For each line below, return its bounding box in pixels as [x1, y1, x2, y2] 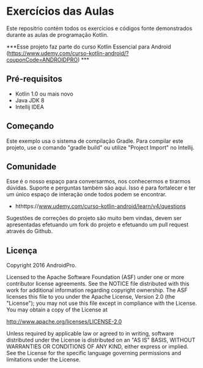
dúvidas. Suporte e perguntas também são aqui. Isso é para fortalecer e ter [6, 184, 196, 191]
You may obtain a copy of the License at [6, 306, 108, 313]
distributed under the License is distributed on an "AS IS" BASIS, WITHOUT [6, 336, 196, 344]
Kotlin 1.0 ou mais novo [15, 90, 73, 98]
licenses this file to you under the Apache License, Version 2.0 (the [6, 293, 175, 301]
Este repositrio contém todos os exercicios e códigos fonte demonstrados [6, 25, 193, 32]
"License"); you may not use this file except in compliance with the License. [6, 299, 197, 307]
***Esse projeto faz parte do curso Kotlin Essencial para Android [6, 43, 171, 50]
